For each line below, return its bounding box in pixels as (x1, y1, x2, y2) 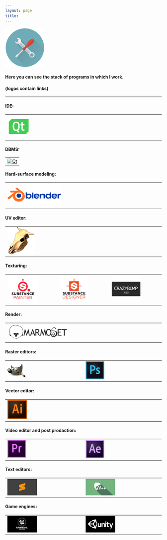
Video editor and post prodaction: (5, 427, 77, 434)
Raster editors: (5, 348, 37, 354)
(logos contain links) (5, 85, 49, 91)
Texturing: (5, 263, 27, 269)
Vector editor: (5, 387, 35, 394)
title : (5, 13, 19, 18)
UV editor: (5, 215, 27, 221)
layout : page (5, 8, 32, 13)
